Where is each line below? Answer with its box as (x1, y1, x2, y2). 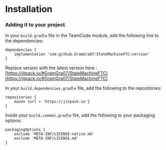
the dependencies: (5, 38, 44, 44)
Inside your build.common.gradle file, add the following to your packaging (5, 112, 155, 118)
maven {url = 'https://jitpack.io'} (14, 99, 90, 104)
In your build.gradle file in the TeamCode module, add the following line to (5, 32, 159, 38)
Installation (5, 3, 53, 15)
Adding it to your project (5, 21, 66, 28)
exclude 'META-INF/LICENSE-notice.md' (14, 132, 94, 137)
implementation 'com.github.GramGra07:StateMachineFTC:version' (14, 52, 150, 57)
